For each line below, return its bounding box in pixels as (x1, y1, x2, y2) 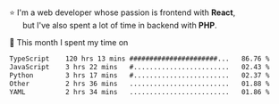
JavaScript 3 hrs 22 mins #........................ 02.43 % (9, 62, 270, 71)
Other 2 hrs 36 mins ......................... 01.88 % (9, 79, 270, 88)
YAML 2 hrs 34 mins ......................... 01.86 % (9, 87, 270, 96)
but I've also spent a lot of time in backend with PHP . (21, 20, 217, 30)
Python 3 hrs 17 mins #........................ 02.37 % (9, 70, 270, 80)
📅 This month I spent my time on (9, 37, 129, 47)
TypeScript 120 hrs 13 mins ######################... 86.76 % (9, 54, 270, 63)
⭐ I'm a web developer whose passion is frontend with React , (9, 7, 236, 18)
